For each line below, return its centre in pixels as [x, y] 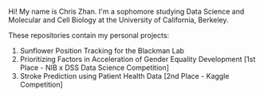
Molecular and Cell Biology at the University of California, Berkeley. [118, 20]
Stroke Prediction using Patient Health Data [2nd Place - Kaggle [124, 76]
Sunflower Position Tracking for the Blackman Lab [102, 50]
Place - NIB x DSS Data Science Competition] [95, 68]
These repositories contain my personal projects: [89, 35]
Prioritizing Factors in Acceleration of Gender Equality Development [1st [138, 59]
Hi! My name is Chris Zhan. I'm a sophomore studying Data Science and [126, 12]
